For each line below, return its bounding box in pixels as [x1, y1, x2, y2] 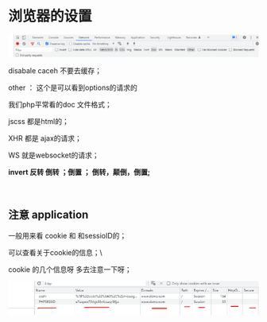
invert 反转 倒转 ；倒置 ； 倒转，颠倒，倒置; [8, 167, 151, 177]
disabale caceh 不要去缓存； [8, 65, 102, 76]
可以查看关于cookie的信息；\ [8, 247, 103, 257]
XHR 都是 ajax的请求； [8, 133, 82, 143]
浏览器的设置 [8, 7, 93, 25]
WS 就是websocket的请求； [8, 150, 99, 160]
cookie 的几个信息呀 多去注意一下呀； [8, 264, 132, 274]
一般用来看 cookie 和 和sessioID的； [8, 231, 127, 240]
